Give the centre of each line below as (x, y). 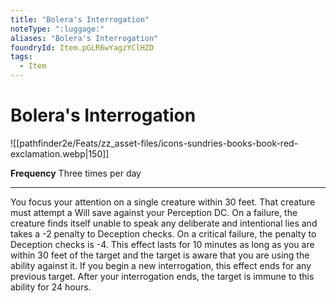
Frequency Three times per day (76, 173)
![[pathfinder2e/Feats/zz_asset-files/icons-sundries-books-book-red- (154, 143)
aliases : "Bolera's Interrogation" (84, 38)
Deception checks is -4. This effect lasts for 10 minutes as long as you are (162, 244)
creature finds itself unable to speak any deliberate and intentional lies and (164, 223)
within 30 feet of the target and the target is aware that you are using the (160, 255)
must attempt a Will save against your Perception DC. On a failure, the (154, 212)
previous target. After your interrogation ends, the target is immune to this (162, 276)
